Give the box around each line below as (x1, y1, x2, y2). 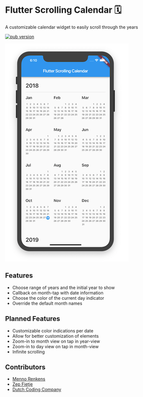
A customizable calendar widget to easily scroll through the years (5, 24, 138, 30)
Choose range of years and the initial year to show (12, 284, 115, 290)
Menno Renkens (12, 376, 45, 382)
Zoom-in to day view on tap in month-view (12, 343, 99, 349)
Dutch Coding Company (12, 387, 62, 393)
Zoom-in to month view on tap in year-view (12, 338, 100, 344)
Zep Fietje (12, 381, 33, 387)
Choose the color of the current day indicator (12, 295, 105, 301)
